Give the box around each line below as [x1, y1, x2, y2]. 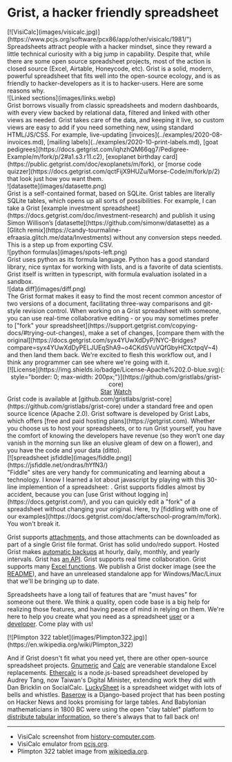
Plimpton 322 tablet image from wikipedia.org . [17, 747, 149, 755]
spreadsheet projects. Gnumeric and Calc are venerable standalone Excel [7, 661, 217, 669]
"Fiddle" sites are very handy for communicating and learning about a [7, 468, 206, 476]
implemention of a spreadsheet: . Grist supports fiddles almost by [19, 482, 205, 491]
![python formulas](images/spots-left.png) [7, 247, 128, 256]
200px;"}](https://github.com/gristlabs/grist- [94, 372, 222, 381]
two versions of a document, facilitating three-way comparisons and [7, 299, 202, 307]
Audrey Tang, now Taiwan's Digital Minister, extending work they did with [7, 676, 216, 684]
